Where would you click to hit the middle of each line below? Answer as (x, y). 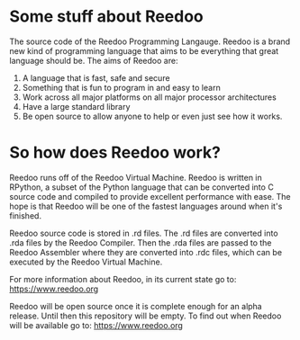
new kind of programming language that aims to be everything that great (144, 50)
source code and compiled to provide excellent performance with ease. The (150, 196)
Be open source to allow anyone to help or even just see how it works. (152, 116)
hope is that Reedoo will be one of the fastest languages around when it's (146, 206)
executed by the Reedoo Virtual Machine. (86, 262)
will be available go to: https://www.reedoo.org (96, 325)
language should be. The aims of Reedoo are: (94, 60)
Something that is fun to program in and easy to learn (121, 87)
